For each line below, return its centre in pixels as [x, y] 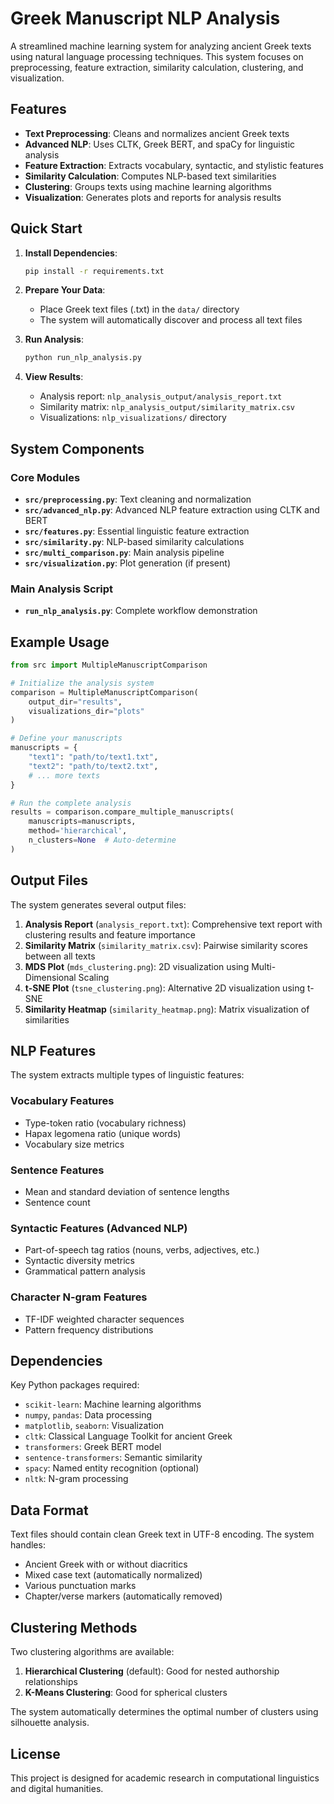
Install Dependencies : [71, 253]
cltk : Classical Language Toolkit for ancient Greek [128, 1436]
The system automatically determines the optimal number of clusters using [164, 1712]
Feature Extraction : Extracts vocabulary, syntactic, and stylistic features [174, 165]
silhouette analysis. [50, 1723]
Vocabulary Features [62, 1101]
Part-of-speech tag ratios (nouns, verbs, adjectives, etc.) [142, 1250]
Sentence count [57, 1203]
